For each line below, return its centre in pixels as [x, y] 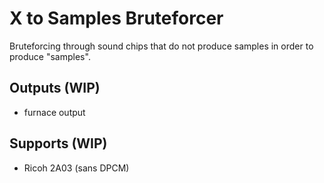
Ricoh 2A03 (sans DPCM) [76, 168]
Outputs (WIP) [55, 88]
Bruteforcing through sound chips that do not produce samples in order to [161, 46]
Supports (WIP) [58, 143]
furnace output [54, 112]
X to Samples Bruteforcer [116, 18]
